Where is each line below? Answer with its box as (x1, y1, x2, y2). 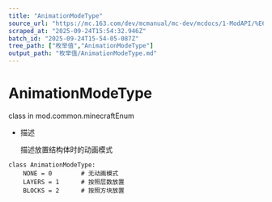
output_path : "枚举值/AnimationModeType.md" (8, 49, 158, 57)
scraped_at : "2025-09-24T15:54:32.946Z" (8, 27, 147, 35)
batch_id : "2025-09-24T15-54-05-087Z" (8, 34, 139, 43)
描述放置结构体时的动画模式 (19, 145, 113, 154)
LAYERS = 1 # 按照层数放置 (23, 178, 125, 186)
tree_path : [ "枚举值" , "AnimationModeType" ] (8, 42, 154, 50)
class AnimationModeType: (8, 161, 96, 169)
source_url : (8, 19, 49, 27)
